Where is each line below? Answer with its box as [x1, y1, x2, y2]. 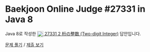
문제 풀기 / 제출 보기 [5, 42, 44, 48]
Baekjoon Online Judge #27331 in [5, 3, 146, 15]
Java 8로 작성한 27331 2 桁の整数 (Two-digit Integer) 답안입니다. [5, 30, 141, 36]
